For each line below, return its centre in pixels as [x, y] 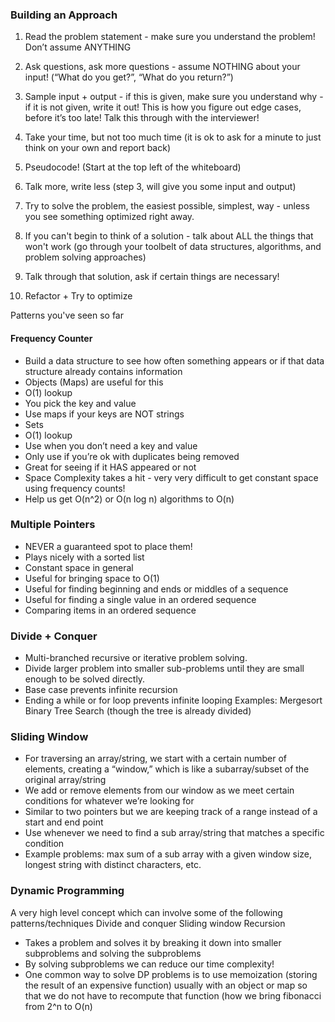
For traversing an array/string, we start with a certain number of [156, 759]
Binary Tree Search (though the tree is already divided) [138, 711]
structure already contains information [103, 371]
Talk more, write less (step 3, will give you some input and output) [160, 187]
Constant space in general [79, 567]
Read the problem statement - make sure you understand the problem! [170, 37]
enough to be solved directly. [85, 679]
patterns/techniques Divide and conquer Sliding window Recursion [148, 923]
